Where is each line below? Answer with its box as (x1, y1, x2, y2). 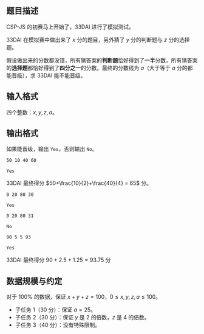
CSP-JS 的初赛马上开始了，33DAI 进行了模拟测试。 (6, 23, 135, 30)
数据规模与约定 (6, 276, 63, 286)
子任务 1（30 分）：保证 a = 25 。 (15, 306, 96, 313)
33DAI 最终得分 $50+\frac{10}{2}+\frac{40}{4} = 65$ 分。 (6, 179, 152, 187)
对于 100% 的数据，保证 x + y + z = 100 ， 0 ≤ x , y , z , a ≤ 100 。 (6, 293, 161, 301)
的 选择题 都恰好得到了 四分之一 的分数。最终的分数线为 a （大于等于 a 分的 (6, 64, 188, 71)
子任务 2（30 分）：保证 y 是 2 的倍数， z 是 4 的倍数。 (15, 314, 150, 321)
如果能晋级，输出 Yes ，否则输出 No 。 (6, 145, 98, 153)
